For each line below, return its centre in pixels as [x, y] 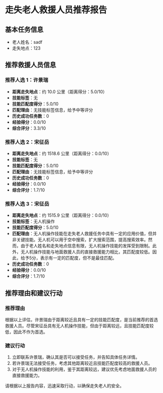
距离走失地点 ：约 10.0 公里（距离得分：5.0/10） [60, 92]
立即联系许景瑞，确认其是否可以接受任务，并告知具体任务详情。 [76, 357]
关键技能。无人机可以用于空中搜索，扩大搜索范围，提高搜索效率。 [82, 240]
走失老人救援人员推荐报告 [56, 10]
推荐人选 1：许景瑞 [27, 80]
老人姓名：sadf [27, 42]
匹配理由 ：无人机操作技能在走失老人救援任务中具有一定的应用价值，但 [82, 234]
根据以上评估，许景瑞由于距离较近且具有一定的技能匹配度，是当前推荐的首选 [81, 319]
